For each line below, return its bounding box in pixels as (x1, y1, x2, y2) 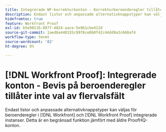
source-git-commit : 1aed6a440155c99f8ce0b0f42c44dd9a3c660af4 (5, 30, 136, 35)
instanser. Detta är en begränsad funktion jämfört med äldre (5, 117, 127, 123)
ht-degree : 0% (5, 44, 35, 49)
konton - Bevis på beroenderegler (5, 80, 146, 91)
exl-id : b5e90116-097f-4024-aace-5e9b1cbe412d (5, 26, 103, 31)
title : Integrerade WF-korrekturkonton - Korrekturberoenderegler (5, 7, 145, 12)
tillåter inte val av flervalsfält (5, 90, 125, 101)
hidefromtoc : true (5, 16, 43, 21)
